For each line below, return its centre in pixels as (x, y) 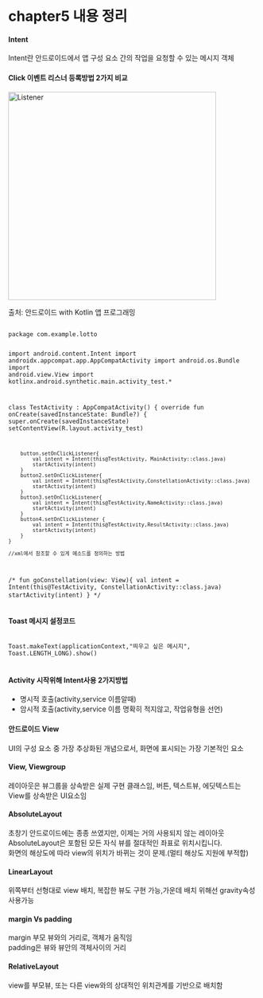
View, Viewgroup (37, 767)
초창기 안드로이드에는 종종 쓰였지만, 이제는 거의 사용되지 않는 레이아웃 (116, 832)
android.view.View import (51, 375)
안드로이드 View (34, 729)
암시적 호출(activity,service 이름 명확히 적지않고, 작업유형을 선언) (121, 709)
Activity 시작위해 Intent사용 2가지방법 (68, 680)
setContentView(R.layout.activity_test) (76, 429)
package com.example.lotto (53, 334)
